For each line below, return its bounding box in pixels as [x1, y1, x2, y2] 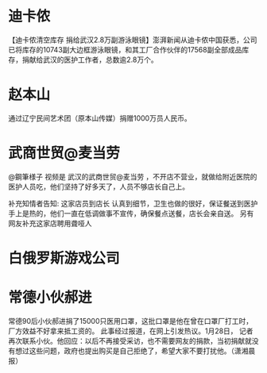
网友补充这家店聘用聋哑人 [8, 218, 92, 228]
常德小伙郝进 [8, 289, 93, 306]
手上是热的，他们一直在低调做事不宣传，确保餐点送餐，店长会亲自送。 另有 [8, 208, 254, 218]
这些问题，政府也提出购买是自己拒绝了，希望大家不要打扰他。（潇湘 [29, 346, 249, 356]
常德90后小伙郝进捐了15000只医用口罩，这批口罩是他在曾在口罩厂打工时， [8, 316, 253, 325]
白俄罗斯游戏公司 [8, 249, 121, 267]
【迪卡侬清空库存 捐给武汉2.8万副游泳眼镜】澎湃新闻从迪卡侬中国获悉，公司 [8, 35, 257, 44]
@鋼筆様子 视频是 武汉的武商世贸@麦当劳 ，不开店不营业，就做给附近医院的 [8, 171, 257, 181]
